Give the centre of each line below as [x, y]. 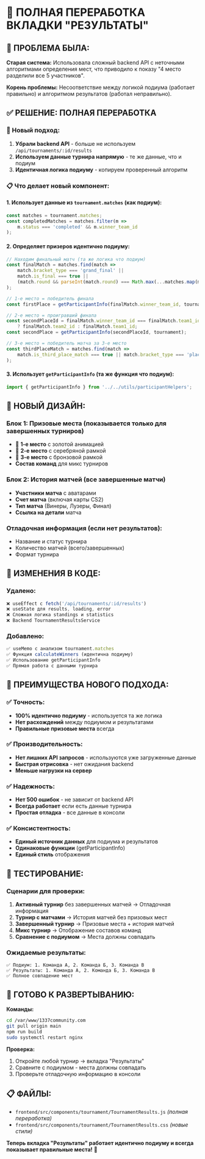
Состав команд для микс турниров [62, 464]
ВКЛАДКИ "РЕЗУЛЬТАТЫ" [77, 25]
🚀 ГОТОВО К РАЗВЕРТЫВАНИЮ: [70, 995]
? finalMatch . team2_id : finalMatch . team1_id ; [77, 327]
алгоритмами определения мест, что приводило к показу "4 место [94, 69]
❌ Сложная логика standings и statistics [60, 615]
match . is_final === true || [53, 276]
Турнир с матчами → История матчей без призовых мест [91, 917]
